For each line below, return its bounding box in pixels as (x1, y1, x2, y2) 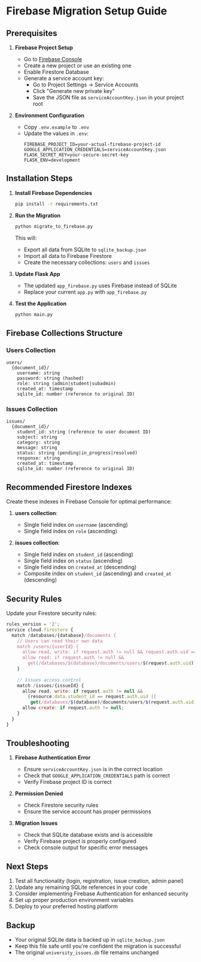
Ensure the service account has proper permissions (23, 808, 151, 815)
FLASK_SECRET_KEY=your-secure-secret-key (23, 152, 129, 158)
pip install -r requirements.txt (14, 201, 99, 207)
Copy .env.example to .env (23, 124, 90, 130)
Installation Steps (6, 173, 73, 184)
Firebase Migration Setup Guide (6, 4, 167, 18)
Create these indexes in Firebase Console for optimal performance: (6, 498, 172, 505)
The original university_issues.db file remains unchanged (14, 949, 159, 956)
